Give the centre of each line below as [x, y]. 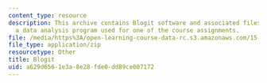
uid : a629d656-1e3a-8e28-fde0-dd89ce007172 [81, 67]
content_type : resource [48, 15]
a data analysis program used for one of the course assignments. [128, 30]
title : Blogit [32, 60]
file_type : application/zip [55, 45]
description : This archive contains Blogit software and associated [124, 23]
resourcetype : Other [43, 52]
